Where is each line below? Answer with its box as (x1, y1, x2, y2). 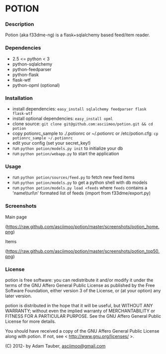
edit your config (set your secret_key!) (12, 140, 91, 146)
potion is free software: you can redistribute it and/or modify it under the (5, 277, 154, 283)
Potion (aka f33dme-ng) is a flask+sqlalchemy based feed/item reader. (5, 32, 150, 38)
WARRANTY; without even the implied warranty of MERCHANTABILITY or (5, 308, 156, 314)
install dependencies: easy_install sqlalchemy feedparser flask (12, 106, 147, 112)
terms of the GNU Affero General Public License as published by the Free (5, 282, 155, 288)
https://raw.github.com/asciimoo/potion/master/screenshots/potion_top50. (6, 248, 160, 254)
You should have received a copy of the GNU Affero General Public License (5, 328, 160, 334)
